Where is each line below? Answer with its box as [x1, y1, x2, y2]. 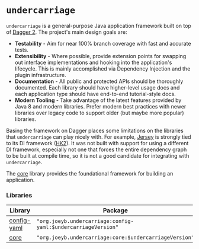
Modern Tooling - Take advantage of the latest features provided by [14, 97, 182, 104]
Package [102, 206, 129, 215]
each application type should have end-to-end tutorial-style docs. [14, 90, 176, 97]
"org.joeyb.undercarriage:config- [36, 218, 134, 225]
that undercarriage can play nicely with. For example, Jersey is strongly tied [6, 133, 191, 141]
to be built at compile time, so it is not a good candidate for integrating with [6, 152, 190, 159]
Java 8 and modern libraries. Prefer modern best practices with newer [14, 103, 187, 110]
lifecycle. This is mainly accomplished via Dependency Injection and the [14, 65, 191, 72]
